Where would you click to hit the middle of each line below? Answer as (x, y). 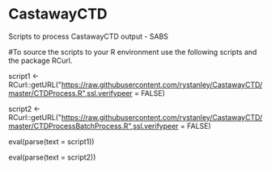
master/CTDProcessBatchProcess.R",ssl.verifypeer (94, 126)
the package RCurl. (40, 60)
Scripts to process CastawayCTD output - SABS (88, 36)
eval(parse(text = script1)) (51, 141)
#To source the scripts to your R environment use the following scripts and (133, 52)
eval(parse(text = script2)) (52, 157)
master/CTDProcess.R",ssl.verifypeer (71, 93)
